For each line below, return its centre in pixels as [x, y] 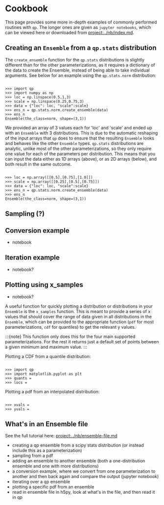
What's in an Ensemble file [47, 424]
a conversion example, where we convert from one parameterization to [84, 471]
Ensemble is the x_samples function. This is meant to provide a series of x [78, 311]
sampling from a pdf [33, 456]
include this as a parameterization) [47, 451]
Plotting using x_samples [44, 285]
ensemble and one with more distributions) [55, 466]
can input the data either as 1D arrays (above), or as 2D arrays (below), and [81, 159]
